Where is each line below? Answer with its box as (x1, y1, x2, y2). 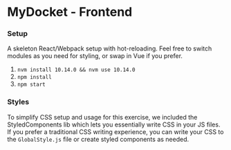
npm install (17, 74, 52, 81)
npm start (17, 81, 46, 88)
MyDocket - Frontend (7, 4, 133, 20)
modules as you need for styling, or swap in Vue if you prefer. (7, 52, 183, 60)
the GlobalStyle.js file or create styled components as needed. (7, 135, 190, 143)
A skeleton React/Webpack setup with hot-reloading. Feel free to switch (7, 44, 212, 53)
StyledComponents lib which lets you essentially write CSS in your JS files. (7, 120, 221, 129)
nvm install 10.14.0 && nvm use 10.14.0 (17, 66, 136, 73)
